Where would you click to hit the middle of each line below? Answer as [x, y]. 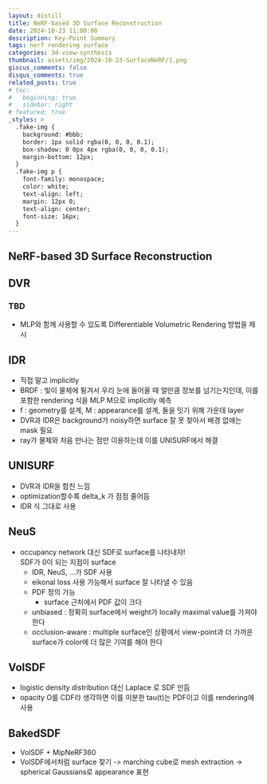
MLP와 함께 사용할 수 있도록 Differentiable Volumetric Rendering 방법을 [133, 324]
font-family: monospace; [64, 179]
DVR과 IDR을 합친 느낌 [55, 486]
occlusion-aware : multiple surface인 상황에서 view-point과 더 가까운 [142, 631]
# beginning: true [43, 98]
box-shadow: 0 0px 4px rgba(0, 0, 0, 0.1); [96, 149]
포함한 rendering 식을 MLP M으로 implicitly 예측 [96, 400]
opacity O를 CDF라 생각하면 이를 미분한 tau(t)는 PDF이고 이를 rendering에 [137, 698]
